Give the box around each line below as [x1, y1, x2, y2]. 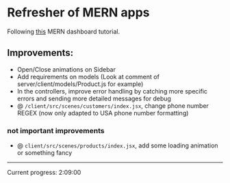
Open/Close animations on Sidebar [16, 65, 116, 73]
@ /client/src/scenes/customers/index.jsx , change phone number [16, 101, 209, 110]
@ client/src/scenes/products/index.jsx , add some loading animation [16, 141, 218, 150]
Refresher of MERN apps [7, 5, 150, 20]
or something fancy [16, 149, 73, 157]
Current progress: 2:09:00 [7, 169, 81, 177]
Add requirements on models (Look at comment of [16, 72, 159, 81]
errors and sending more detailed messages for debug [16, 94, 171, 102]
